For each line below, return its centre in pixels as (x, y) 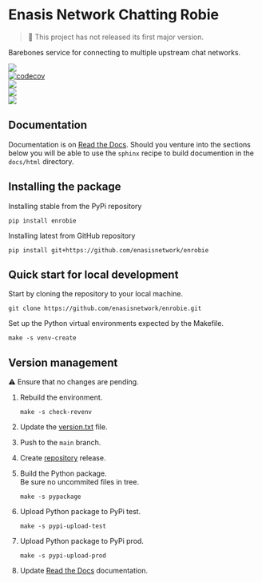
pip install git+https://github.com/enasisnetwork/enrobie (109, 250)
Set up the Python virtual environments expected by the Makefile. (116, 324)
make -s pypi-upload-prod (63, 556)
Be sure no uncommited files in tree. (79, 482)
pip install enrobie (43, 221)
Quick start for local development (93, 274)
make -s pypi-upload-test (63, 526)
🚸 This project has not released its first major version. (116, 37)
